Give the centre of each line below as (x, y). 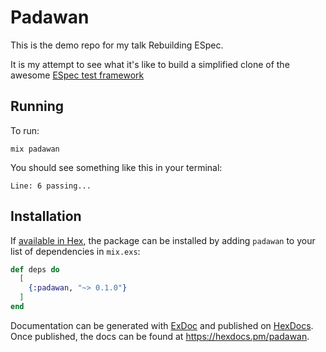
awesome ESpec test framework (77, 75)
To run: (25, 130)
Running (37, 106)
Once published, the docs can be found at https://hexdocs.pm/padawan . (160, 336)
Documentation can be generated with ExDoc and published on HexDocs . (162, 325)
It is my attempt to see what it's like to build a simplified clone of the (150, 64)
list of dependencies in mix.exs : (75, 251)
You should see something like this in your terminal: (116, 167)
